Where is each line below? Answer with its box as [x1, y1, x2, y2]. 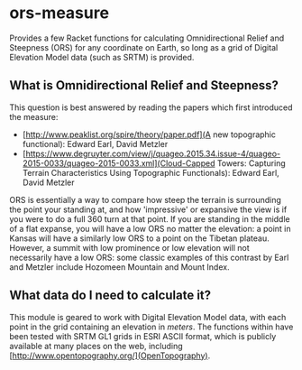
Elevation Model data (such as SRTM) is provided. [9, 51, 195, 62]
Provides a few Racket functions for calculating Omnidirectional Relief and [9, 32, 285, 43]
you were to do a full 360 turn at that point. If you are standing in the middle [9, 213, 290, 224]
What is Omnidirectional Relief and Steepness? [9, 78, 279, 93]
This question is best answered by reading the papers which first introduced [9, 102, 293, 113]
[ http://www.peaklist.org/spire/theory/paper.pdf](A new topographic [22, 129, 277, 140]
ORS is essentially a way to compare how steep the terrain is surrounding [9, 194, 282, 205]
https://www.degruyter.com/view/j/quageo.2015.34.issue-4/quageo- [25, 148, 281, 159]
